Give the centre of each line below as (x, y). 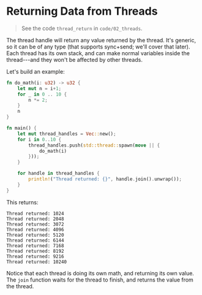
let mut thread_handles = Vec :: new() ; (67, 134)
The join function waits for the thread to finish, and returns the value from (100, 280)
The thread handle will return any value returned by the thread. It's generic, (101, 40)
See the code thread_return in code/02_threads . (82, 28)
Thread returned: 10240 (37, 262)
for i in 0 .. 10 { (39, 139)
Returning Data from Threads (82, 11)
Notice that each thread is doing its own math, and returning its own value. (100, 273)
